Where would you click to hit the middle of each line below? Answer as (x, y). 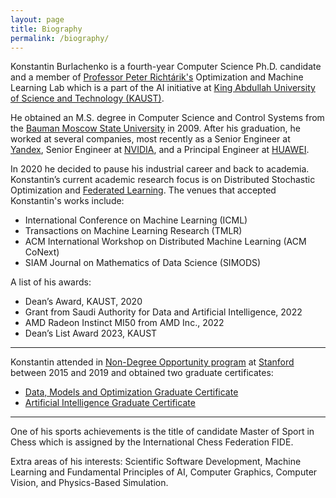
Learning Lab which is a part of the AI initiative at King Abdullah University (163, 88)
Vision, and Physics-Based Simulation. (89, 483)
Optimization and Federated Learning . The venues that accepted (143, 190)
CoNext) (42, 252)
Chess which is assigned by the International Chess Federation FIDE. (152, 442)
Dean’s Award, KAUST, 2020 (83, 302)
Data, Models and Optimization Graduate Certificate (131, 392)
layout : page (37, 19)
